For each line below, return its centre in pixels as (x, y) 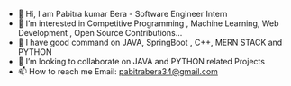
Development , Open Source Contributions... (100, 33)
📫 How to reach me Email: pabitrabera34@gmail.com (118, 71)
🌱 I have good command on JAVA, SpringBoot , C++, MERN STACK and (150, 42)
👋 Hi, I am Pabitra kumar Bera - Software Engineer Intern (123, 14)
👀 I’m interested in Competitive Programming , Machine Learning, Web (148, 23)
